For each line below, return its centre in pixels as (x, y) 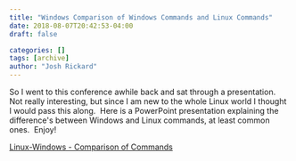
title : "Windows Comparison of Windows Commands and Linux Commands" (141, 17)
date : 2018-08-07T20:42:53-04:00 (71, 26)
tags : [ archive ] (39, 59)
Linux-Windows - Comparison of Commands (91, 147)
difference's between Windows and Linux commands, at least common (140, 120)
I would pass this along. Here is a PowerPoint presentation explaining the (144, 111)
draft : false (33, 34)
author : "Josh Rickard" (53, 67)
